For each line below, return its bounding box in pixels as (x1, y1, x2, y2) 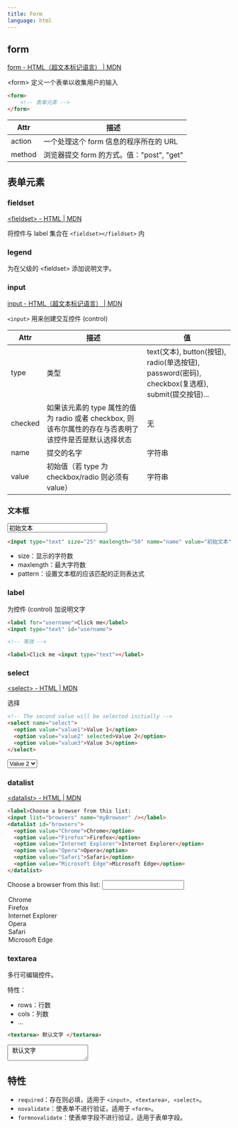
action (11, 136, 32, 146)
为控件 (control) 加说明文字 (7, 605, 86, 613)
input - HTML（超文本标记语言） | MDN (7, 299, 123, 308)
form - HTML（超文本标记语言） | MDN (7, 63, 122, 72)
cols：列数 (17, 1010, 49, 1019)
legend (7, 247, 32, 257)
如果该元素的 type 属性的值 (46, 403, 137, 413)
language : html (7, 17, 52, 24)
